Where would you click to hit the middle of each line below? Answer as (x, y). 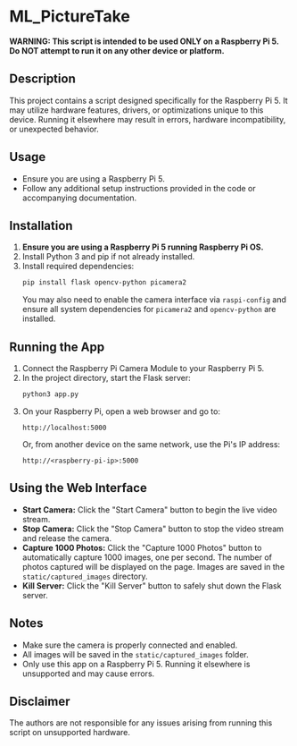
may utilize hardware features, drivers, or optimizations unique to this (136, 110)
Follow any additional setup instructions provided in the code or (139, 188)
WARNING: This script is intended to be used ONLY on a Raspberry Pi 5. (144, 41)
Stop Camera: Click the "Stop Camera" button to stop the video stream (153, 529)
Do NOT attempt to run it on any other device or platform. (117, 50)
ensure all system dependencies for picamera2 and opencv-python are (149, 309)
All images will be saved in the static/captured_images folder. (136, 654)
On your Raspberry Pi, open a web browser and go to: (121, 411)
